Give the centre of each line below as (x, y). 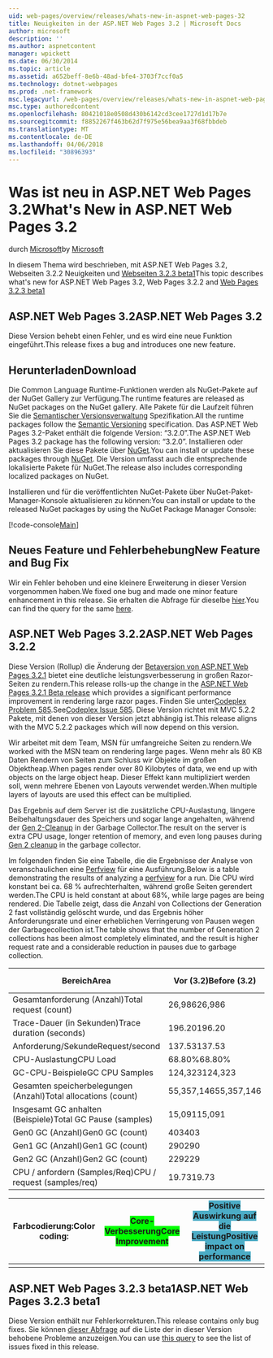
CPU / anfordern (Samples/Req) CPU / (84, 1172)
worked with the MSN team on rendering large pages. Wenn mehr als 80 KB (135, 751)
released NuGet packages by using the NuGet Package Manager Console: (132, 509)
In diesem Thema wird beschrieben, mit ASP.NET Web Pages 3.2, (118, 265)
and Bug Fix (39, 563)
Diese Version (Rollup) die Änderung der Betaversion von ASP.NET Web (129, 666)
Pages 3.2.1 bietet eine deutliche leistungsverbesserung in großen (119, 675)
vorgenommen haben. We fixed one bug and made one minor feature (123, 591)
